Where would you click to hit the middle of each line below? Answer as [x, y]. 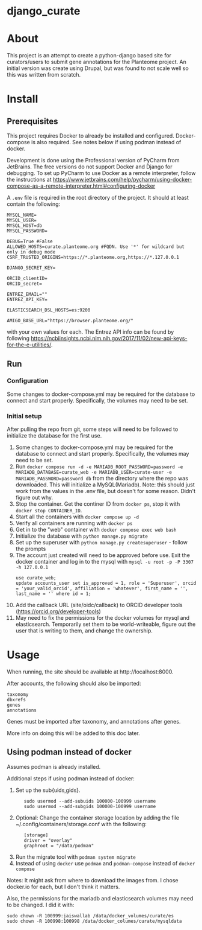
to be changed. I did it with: [41, 905]
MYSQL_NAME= [22, 215]
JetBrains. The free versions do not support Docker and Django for [90, 167]
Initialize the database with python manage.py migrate [81, 536]
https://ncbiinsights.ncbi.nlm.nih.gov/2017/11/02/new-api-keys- [109, 339]
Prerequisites [32, 121]
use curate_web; [36, 578]
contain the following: [34, 204]
